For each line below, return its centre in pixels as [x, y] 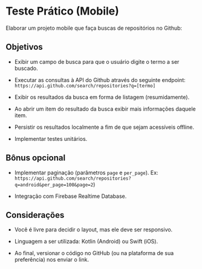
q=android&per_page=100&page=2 [54, 185]
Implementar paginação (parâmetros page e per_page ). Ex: [86, 172]
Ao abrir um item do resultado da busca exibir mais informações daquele [105, 109]
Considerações [35, 215]
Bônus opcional [36, 158]
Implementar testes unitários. [51, 138]
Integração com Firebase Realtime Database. [70, 196]
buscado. [26, 68]
